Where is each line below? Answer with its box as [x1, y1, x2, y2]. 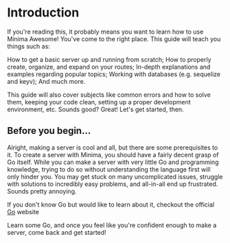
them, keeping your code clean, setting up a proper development [7, 97, 191, 106]
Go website [7, 207, 40, 216]
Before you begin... [7, 125, 91, 137]
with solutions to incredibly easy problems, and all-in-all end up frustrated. [7, 180, 218, 188]
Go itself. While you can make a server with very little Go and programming [7, 158, 219, 166]
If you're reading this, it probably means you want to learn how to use [7, 27, 204, 36]
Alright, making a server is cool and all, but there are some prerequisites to [7, 143, 218, 152]
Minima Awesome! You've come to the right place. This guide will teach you [7, 34, 221, 43]
